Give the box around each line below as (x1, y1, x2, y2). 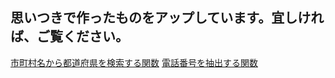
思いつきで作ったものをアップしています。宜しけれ (10, 9, 325, 27)
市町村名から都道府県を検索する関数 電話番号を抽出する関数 (10, 56, 258, 68)
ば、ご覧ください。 (10, 28, 129, 45)
